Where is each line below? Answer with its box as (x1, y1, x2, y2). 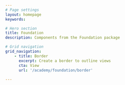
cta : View (18, 63, 39, 68)
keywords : (5, 17, 26, 22)
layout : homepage (5, 12, 42, 17)
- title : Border (14, 53, 49, 58)
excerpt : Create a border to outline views (18, 58, 111, 63)
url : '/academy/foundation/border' (18, 67, 93, 73)
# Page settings (5, 7, 39, 13)
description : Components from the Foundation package (5, 35, 120, 40)
